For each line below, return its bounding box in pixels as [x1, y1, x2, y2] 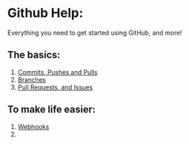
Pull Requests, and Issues [17, 83, 93, 92]
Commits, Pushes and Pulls [17, 67, 98, 76]
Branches [17, 75, 46, 84]
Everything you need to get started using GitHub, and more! [7, 28, 183, 37]
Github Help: [7, 5, 84, 21]
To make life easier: [7, 104, 96, 116]
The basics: [7, 49, 60, 61]
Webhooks [17, 122, 50, 131]
